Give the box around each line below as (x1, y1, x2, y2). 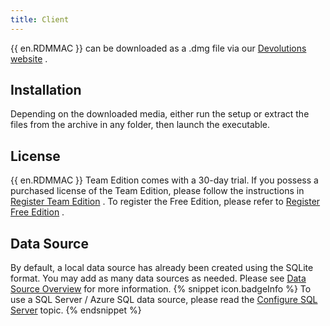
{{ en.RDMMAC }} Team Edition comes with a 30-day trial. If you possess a (10, 174, 319, 186)
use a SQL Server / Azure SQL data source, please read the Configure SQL (10, 294, 318, 306)
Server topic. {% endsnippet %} (10, 304, 142, 316)
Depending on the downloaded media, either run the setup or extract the (10, 108, 310, 120)
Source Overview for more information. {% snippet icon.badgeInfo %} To (10, 283, 312, 295)
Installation (10, 82, 82, 99)
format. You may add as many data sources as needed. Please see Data (10, 272, 307, 285)
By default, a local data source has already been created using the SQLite (10, 262, 314, 274)
